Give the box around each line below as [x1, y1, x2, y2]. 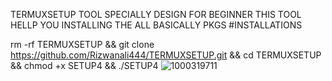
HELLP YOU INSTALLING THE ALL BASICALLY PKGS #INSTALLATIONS [10, 19, 303, 31]
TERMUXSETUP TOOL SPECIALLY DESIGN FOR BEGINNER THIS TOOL [10, 9, 302, 20]
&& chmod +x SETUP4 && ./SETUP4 [10, 60, 159, 71]
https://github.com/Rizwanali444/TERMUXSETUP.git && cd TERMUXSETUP [10, 49, 322, 61]
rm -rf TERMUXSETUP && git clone [10, 39, 155, 50]
